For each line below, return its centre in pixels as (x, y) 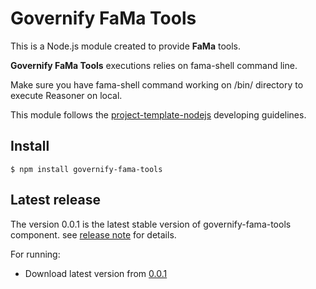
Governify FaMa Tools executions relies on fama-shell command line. (154, 65)
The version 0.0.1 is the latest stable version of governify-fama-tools (151, 224)
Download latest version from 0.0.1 (96, 273)
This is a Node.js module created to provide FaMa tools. (126, 46)
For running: (35, 254)
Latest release (55, 200)
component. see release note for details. (93, 234)
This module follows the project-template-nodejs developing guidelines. (158, 114)
